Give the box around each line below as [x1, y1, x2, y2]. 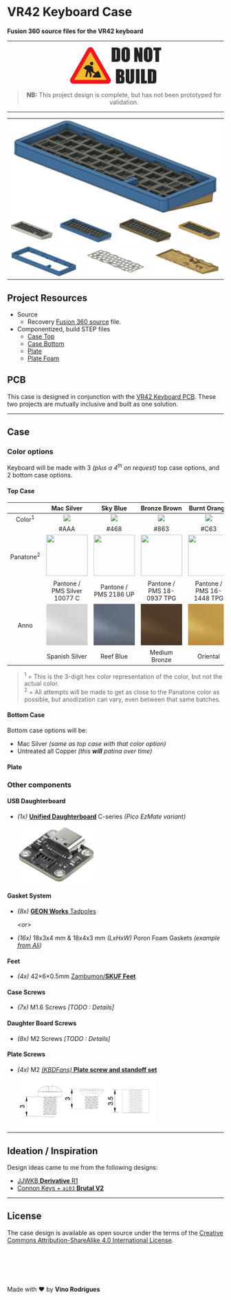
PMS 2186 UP [93, 590, 135, 598]
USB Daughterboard [7, 797, 66, 805]
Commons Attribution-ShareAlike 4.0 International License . [7, 1236, 174, 1244]
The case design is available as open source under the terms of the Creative [7, 1228, 223, 1237]
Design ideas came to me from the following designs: [7, 1164, 158, 1172]
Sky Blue [100, 504, 127, 512]
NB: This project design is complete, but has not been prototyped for [26, 90, 222, 99]
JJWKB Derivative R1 [16, 1177, 78, 1185]
